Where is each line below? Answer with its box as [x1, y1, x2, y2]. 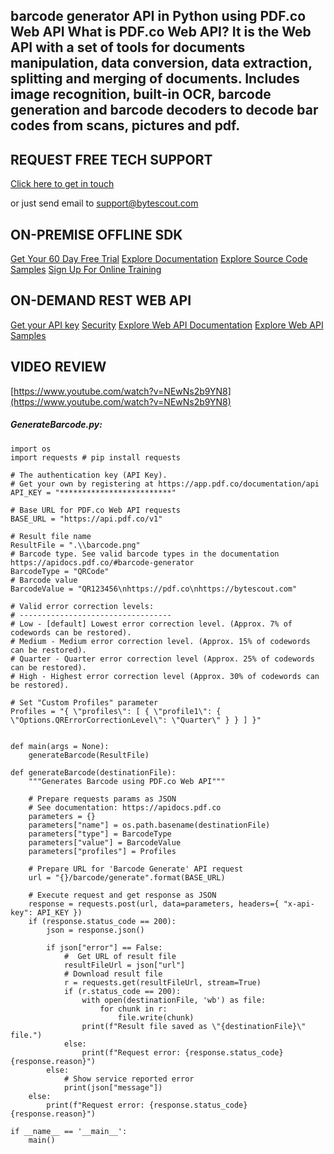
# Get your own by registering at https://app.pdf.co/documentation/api [10, 479, 320, 489]
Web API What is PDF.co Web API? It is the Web [10, 24, 312, 41]
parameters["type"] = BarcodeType [28, 829, 172, 839]
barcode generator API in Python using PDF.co [10, 8, 307, 25]
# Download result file [63, 969, 163, 979]
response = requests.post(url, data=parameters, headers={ [28, 899, 280, 909]
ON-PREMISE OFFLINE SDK [10, 226, 183, 243]
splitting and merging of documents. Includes [10, 70, 300, 88]
